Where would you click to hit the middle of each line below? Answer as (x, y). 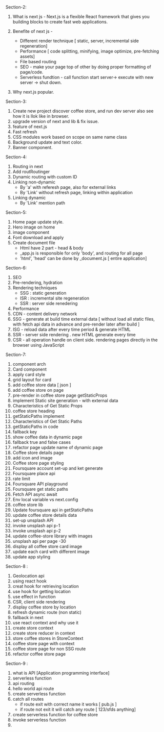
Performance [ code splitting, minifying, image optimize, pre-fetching (89, 51)
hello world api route (33, 689)
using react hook (30, 581)
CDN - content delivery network (45, 314)
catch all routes (28, 699)
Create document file (34, 243)
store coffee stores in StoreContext (48, 638)
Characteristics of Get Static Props (47, 406)
